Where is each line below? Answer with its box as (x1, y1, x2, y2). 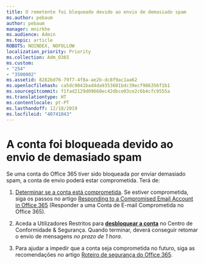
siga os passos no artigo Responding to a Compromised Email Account (15, 195, 194, 202)
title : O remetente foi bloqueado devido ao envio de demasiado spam (6, 9, 187, 15)
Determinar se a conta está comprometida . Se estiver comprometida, (15, 188, 189, 196)
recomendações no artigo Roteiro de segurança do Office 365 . (15, 251, 173, 259)
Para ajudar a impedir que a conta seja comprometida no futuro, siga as (15, 244, 195, 252)
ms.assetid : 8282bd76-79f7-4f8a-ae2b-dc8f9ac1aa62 (6, 77, 138, 83)
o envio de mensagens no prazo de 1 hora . (15, 233, 123, 240)
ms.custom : (6, 60, 34, 66)
